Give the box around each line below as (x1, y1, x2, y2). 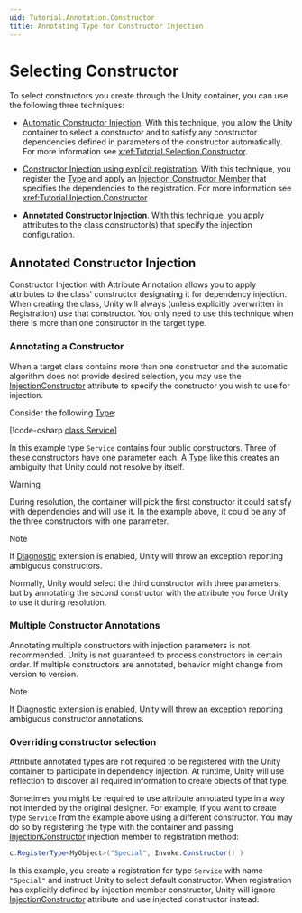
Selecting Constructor (9, 61, 179, 81)
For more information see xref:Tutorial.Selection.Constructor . (22, 146, 248, 157)
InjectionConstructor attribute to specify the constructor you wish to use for (9, 380, 290, 391)
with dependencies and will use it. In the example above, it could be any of (9, 506, 287, 517)
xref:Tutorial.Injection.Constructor (22, 192, 148, 203)
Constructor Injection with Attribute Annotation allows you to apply (9, 279, 257, 290)
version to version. (9, 668, 78, 679)
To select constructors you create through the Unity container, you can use (9, 90, 288, 101)
